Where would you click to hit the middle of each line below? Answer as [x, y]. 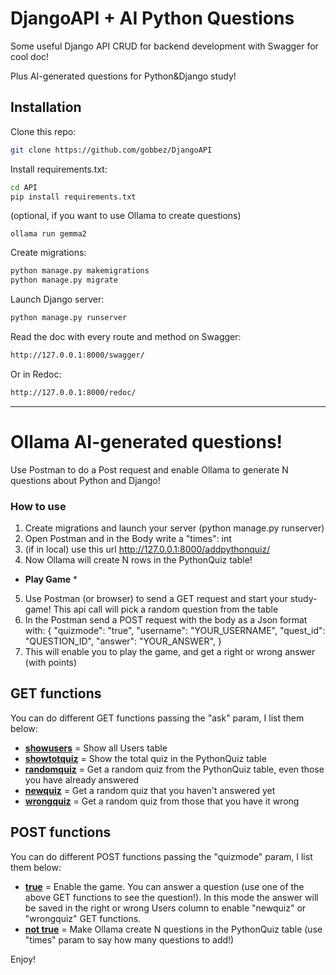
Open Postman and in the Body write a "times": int [128, 538]
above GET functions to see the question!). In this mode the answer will [171, 897]
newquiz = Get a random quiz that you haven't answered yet [150, 790]
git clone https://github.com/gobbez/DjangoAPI [111, 150]
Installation [46, 107]
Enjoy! [23, 959]
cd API [24, 187]
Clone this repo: [43, 131]
